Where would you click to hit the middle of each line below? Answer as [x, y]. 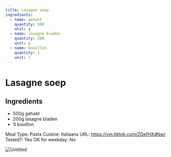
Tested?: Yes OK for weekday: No [41, 140]
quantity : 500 [29, 24]
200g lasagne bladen [35, 119]
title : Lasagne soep [27, 10]
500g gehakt [26, 114]
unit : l [22, 57]
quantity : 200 [29, 39]
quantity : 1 [27, 53]
